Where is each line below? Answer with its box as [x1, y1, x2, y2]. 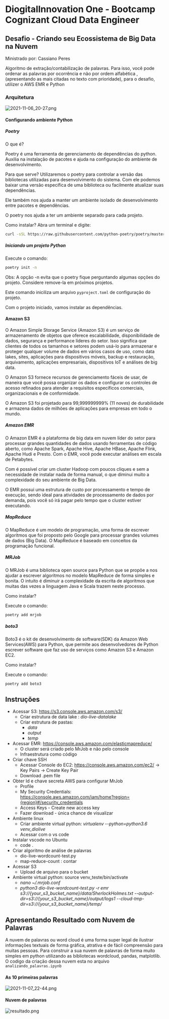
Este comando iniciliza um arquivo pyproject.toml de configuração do [5, 289, 151, 295]
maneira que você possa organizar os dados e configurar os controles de [5, 379, 157, 386]
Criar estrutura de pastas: [20, 719, 73, 725]
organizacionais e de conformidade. [5, 390, 80, 396]
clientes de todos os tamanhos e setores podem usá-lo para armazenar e [5, 343, 157, 349]
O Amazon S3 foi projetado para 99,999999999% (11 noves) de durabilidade [5, 400, 164, 406]
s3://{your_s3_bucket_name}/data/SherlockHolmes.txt [20, 890, 133, 897]
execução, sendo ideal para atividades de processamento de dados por [5, 492, 154, 498]
